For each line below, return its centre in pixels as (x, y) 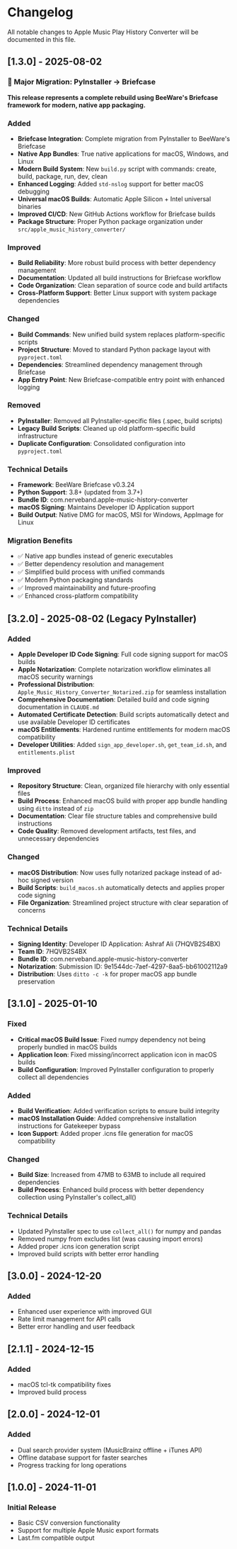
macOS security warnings (55, 677)
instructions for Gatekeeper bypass (69, 1126)
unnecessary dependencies (58, 839)
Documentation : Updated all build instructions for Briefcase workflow (119, 278)
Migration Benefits (40, 541)
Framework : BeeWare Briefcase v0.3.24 (76, 485)
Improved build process (52, 1392)
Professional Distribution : (56, 685)
